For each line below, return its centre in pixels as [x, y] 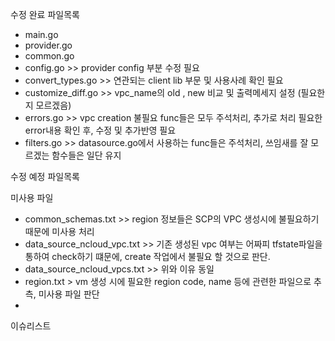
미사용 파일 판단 [69, 294]
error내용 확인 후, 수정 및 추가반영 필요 [100, 130]
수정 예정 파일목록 [45, 176]
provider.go [48, 45]
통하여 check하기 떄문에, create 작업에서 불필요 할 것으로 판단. [147, 256]
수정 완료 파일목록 [45, 14]
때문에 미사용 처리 [59, 231]
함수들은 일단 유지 [86, 155]
